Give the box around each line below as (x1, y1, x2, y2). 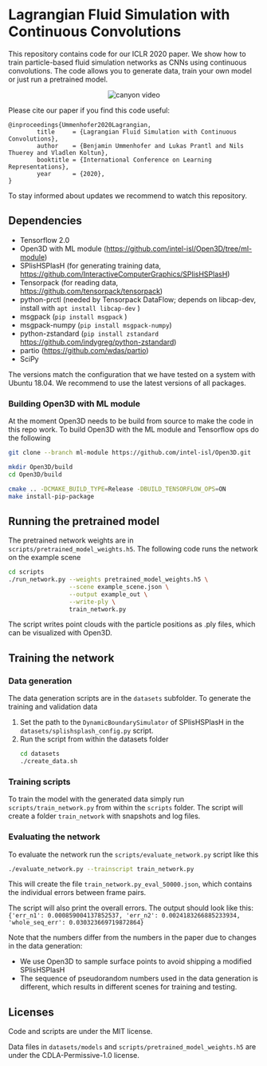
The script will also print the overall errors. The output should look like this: (8, 903, 253, 913)
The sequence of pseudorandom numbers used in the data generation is (19, 973, 259, 984)
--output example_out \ (69, 590, 148, 599)
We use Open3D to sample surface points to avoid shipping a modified (19, 957, 253, 966)
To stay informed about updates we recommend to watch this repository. (8, 190, 248, 201)
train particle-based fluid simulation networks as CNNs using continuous (8, 58, 247, 67)
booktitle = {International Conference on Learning (37, 156, 213, 164)
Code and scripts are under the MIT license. (8, 1027, 153, 1036)
